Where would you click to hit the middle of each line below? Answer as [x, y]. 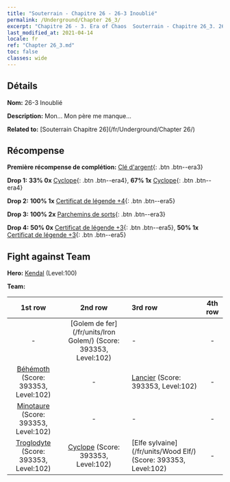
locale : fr [23, 39]
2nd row [94, 308]
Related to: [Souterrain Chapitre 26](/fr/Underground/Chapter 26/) [101, 129]
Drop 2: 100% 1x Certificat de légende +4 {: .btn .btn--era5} [91, 201]
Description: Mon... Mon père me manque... [69, 116]
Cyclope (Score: [94, 447]
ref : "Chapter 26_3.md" [41, 45]
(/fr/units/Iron [94, 332]
